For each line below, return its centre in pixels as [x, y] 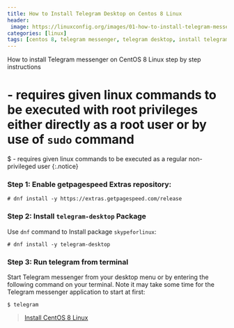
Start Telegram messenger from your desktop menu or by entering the [108, 277]
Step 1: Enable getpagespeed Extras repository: [89, 184]
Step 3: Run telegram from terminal [68, 262]
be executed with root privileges [103, 110]
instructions [24, 67]
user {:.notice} [58, 166]
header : [18, 20]
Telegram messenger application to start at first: [76, 292]
